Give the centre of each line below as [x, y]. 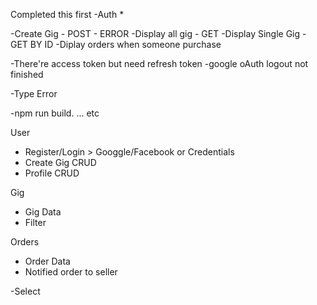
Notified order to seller [71, 272]
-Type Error [34, 93]
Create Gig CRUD [60, 162]
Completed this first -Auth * [67, 14]
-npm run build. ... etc [55, 113]
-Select [25, 291]
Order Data [47, 261]
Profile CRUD [52, 173]
